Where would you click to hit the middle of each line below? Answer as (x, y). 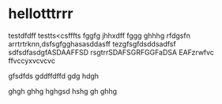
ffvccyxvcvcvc (32, 61)
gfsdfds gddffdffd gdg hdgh (54, 76)
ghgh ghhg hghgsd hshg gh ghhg (62, 91)
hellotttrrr (41, 14)
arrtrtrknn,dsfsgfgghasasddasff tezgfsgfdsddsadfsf (92, 43)
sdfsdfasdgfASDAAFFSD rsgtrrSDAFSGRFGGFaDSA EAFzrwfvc (111, 52)
